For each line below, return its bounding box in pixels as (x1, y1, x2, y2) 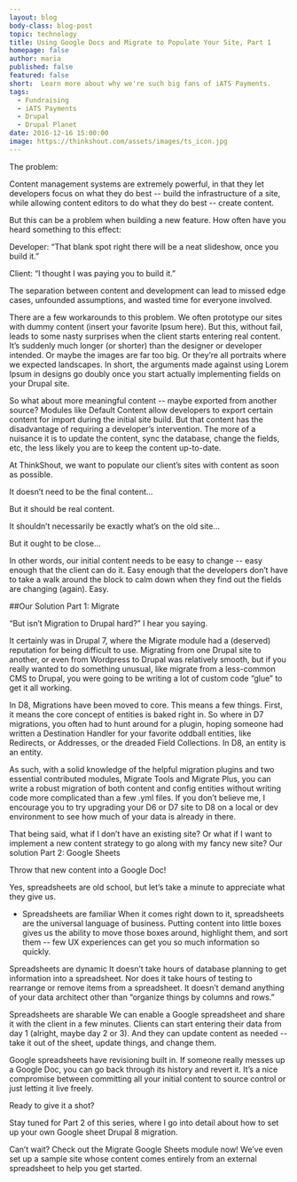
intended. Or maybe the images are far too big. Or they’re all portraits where (9, 349, 286, 360)
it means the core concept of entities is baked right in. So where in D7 (9, 708, 264, 720)
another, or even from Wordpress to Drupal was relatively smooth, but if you (9, 654, 286, 665)
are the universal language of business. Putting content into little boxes (21, 917, 282, 929)
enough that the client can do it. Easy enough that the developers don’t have (9, 564, 288, 575)
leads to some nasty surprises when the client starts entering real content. (9, 331, 281, 341)
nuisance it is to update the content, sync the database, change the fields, (9, 433, 280, 443)
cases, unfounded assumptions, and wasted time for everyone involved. (9, 294, 273, 305)
